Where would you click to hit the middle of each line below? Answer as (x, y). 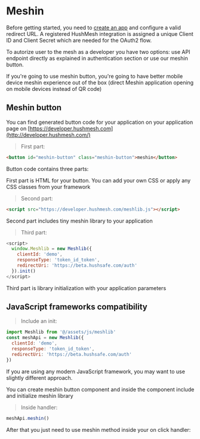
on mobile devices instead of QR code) (54, 89)
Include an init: (39, 321)
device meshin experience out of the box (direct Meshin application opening (100, 83)
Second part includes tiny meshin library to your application (80, 221)
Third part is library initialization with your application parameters (86, 288)
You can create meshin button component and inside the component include (100, 389)
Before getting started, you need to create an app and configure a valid (93, 28)
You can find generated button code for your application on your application (100, 122)
